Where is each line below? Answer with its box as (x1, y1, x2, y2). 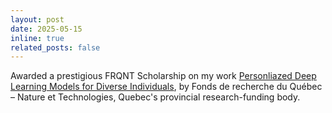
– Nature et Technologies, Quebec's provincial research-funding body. (10, 91, 301, 103)
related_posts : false (10, 42, 101, 53)
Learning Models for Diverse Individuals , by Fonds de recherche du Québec (10, 81, 323, 93)
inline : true (10, 33, 65, 43)
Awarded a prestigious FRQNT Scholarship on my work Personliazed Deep (10, 70, 317, 82)
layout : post (10, 14, 65, 25)
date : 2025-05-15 (10, 24, 83, 34)
